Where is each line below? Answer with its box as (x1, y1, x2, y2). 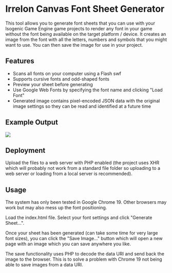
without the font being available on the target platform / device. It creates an (5, 31, 166, 37)
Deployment (5, 146, 46, 154)
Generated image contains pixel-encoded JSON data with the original (12, 98, 160, 104)
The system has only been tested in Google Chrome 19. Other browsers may (5, 199, 167, 205)
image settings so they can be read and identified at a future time (12, 103, 151, 109)
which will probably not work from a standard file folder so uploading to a (5, 165, 161, 171)
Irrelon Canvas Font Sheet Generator (5, 3, 165, 15)
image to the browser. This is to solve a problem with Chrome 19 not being (5, 256, 163, 262)
